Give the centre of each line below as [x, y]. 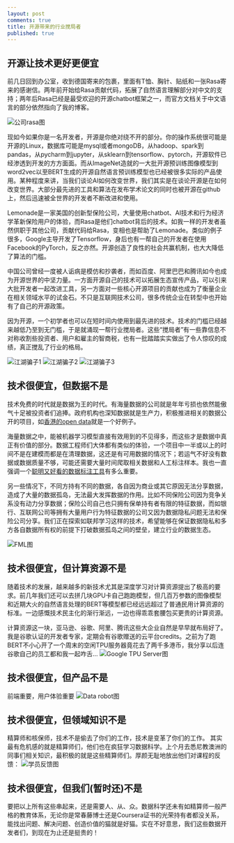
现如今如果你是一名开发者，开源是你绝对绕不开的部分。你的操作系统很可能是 [117, 137]
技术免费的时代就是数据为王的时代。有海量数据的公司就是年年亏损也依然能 [114, 404]
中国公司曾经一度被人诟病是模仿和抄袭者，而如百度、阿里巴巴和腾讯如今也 [114, 271]
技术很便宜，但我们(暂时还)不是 [75, 788]
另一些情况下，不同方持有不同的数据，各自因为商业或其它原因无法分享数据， [117, 486]
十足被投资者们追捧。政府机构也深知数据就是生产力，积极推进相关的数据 [117, 413]
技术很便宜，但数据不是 [57, 386]
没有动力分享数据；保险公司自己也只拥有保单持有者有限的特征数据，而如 [117, 503]
